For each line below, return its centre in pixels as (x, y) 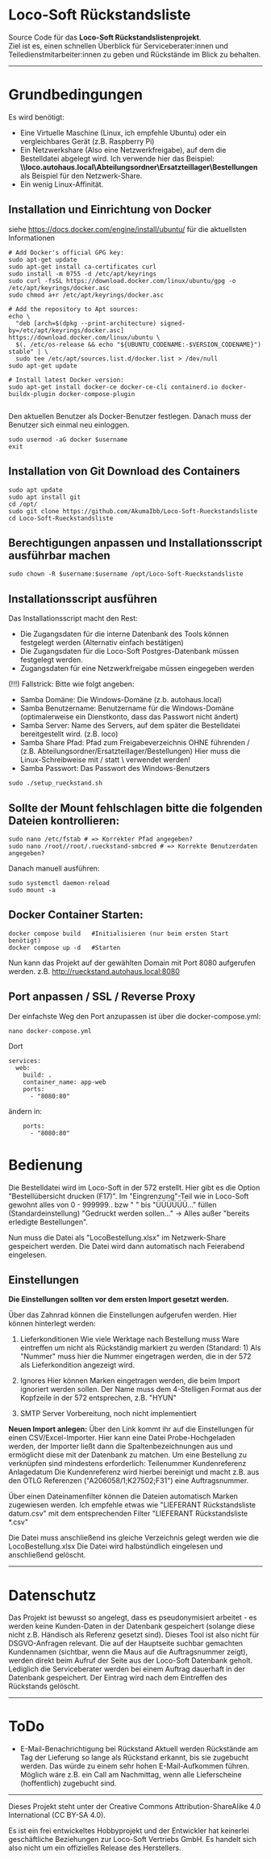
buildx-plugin (32, 394)
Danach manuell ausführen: (54, 868)
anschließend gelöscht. (47, 1555)
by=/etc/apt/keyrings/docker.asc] (67, 330)
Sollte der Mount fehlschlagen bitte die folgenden (135, 808)
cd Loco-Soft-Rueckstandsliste (61, 518)
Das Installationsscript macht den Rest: (73, 618)
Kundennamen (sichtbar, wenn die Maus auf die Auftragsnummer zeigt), (128, 1652)
